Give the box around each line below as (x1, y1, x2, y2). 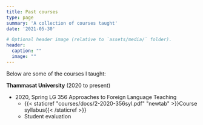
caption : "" (12, 48, 42, 54)
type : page (6, 14, 34, 21)
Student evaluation (24, 112, 72, 120)
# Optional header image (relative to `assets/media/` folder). (6, 37, 172, 43)
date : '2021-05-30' (6, 25, 56, 32)
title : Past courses (6, 8, 59, 15)
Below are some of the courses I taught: (6, 70, 106, 77)
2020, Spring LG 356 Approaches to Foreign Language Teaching (15, 93, 177, 100)
